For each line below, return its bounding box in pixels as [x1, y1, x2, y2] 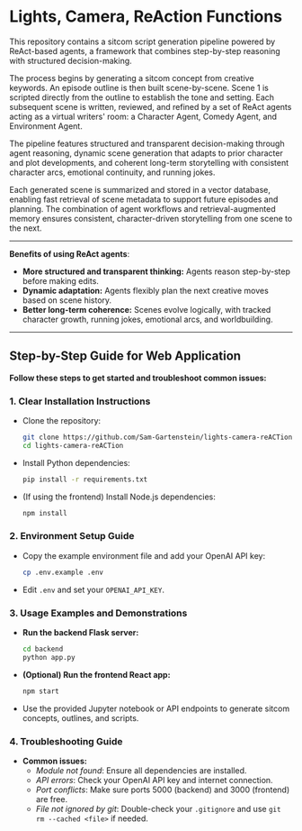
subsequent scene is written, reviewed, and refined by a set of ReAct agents [9, 101, 292, 112]
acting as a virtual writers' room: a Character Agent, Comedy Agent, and [9, 111, 277, 122]
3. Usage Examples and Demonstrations [9, 607, 188, 619]
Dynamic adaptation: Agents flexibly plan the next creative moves [22, 285, 270, 296]
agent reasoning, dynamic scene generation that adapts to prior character [9, 147, 283, 159]
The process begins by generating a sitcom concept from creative [9, 72, 254, 83]
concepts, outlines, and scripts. [22, 712, 139, 723]
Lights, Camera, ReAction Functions [9, 6, 283, 27]
